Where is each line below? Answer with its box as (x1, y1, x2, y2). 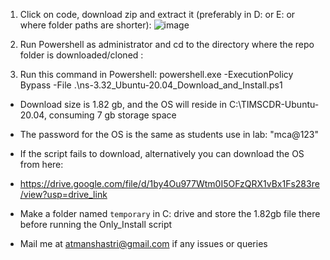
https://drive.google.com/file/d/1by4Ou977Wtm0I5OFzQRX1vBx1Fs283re (19, 178, 320, 189)
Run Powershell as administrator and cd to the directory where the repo (19, 39, 315, 50)
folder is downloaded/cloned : (19, 49, 144, 61)
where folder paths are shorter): (19, 19, 152, 31)
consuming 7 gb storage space (48, 109, 177, 121)
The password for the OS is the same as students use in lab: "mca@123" (19, 129, 320, 140)
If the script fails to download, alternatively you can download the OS (19, 148, 305, 159)
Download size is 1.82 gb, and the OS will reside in (19, 99, 227, 110)
